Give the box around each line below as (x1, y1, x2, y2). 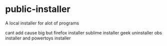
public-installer (5, 3, 71, 15)
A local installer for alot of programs (5, 20, 79, 26)
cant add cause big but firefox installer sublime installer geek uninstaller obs (5, 29, 162, 35)
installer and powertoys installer (5, 35, 71, 41)
